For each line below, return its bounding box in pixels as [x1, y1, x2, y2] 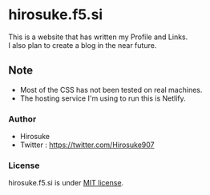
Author [8, 113, 37, 125]
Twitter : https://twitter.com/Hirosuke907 [19, 140, 155, 149]
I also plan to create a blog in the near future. [8, 40, 157, 50]
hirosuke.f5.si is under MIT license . [8, 178, 124, 188]
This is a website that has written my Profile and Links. [8, 32, 188, 42]
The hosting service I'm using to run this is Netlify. [19, 94, 186, 103]
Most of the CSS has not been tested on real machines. [19, 85, 203, 94]
